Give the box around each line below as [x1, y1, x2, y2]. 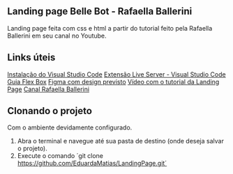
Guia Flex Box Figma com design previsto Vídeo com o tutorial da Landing [7, 77, 220, 86]
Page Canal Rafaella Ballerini [7, 85, 89, 93]
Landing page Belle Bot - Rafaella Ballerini [7, 6, 193, 17]
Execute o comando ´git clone [17, 152, 103, 160]
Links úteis [7, 52, 56, 63]
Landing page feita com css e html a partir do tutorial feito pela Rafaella [7, 24, 213, 32]
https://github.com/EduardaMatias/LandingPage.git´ [17, 159, 167, 168]
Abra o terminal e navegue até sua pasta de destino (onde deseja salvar [17, 137, 225, 145]
